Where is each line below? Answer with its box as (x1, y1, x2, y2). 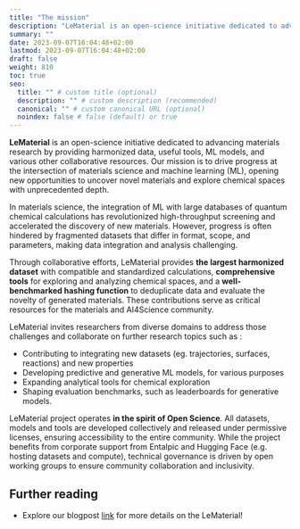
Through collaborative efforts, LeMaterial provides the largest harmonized (9, 257, 284, 268)
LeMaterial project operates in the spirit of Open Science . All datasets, (9, 413, 271, 424)
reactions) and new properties (21, 358, 134, 368)
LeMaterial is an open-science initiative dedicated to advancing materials (9, 137, 280, 148)
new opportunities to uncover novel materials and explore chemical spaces (9, 175, 286, 186)
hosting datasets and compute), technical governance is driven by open (9, 451, 274, 462)
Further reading (9, 486, 98, 501)
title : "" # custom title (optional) (17, 87, 158, 96)
